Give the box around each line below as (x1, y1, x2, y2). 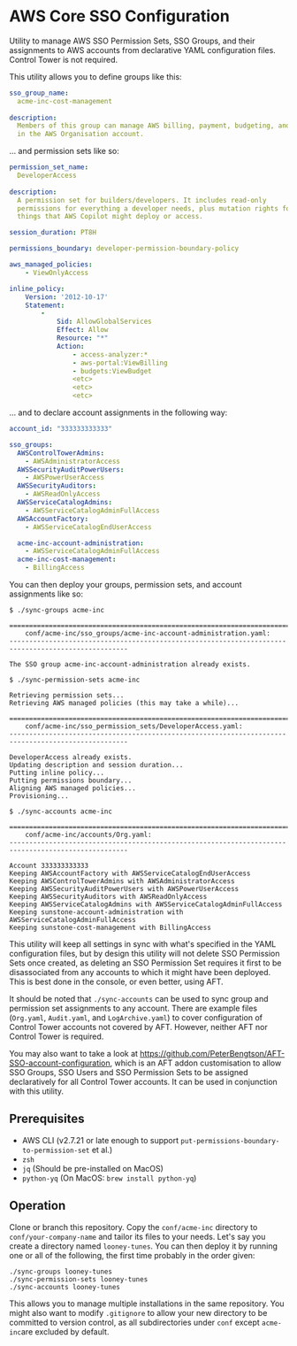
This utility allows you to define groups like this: (9, 71, 183, 81)
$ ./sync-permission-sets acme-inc (9, 675, 141, 685)
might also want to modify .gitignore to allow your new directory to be (9, 1307, 268, 1318)
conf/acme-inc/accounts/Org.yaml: (25, 830, 152, 840)
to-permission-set (21, 1146, 90, 1155)
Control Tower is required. (9, 1031, 104, 1042)
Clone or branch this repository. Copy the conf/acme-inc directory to (9, 1221, 258, 1232)
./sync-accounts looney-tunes (9, 1282, 121, 1291)
